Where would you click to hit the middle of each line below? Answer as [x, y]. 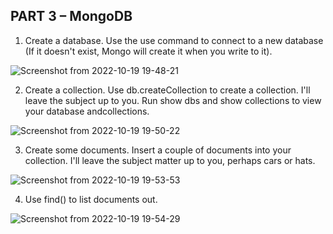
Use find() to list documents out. [91, 199]
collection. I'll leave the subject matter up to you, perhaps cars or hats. [170, 160]
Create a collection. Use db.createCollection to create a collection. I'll [167, 90]
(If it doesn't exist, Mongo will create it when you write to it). [148, 51]
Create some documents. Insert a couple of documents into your [158, 150]
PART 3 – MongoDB [71, 16]
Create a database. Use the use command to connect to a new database [174, 40]
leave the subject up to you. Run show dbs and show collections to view [173, 100]
